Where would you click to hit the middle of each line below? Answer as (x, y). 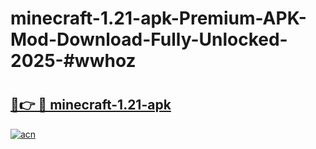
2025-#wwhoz (73, 61)
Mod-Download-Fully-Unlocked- (149, 39)
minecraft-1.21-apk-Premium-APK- (158, 18)
